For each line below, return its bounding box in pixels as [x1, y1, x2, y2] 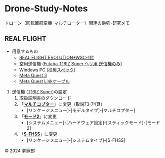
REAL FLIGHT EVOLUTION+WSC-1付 [19, 54, 94, 60]
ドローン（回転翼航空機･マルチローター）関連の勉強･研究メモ [4, 20, 130, 26]
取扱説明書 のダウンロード [19, 95, 72, 101]
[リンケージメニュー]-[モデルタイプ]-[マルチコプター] [26, 107, 135, 113]
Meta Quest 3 [19, 72, 47, 78]
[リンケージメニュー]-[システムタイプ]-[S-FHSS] [26, 137, 125, 143]
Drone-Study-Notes [4, 3, 88, 14]
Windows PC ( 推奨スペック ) [19, 67, 76, 73]
